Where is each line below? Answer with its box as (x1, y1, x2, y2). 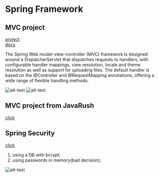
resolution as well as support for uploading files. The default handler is (5, 67, 150, 73)
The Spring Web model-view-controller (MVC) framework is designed (5, 51, 148, 57)
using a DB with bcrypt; (12, 152, 61, 158)
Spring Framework (5, 3, 83, 15)
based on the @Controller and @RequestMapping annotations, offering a (5, 72, 155, 78)
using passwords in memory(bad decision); (12, 157, 101, 163)
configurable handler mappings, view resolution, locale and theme (5, 62, 141, 67)
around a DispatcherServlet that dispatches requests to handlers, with (5, 57, 149, 62)
